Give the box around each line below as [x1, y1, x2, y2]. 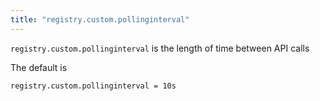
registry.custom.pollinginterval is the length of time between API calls [10, 42, 310, 54]
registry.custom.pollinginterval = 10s [10, 81, 177, 91]
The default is [10, 61, 68, 73]
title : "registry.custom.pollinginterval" [10, 14, 190, 25]
